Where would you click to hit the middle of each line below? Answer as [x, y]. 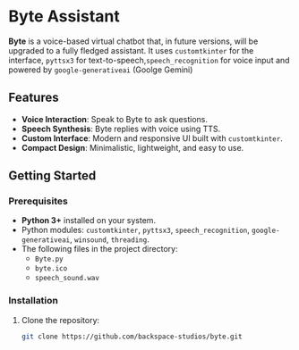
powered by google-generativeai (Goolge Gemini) [101, 70]
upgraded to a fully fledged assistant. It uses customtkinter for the [131, 50]
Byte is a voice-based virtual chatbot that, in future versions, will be [133, 41]
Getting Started [52, 176]
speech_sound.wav [67, 279]
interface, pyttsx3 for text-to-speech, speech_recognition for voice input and [149, 60]
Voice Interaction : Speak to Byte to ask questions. [114, 119]
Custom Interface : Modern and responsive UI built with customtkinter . [152, 138]
